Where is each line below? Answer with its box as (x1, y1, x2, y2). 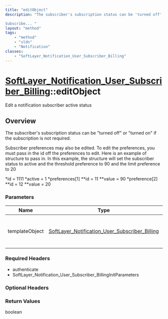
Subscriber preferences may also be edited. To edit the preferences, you (5, 145, 155, 151)
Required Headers (5, 255, 50, 262)
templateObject (7, 227, 44, 234)
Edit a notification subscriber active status (5, 102, 92, 108)
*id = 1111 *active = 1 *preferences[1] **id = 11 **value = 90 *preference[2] (5, 176, 158, 182)
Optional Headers (5, 284, 49, 291)
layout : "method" (5, 25, 41, 30)
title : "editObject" (5, 7, 48, 12)
